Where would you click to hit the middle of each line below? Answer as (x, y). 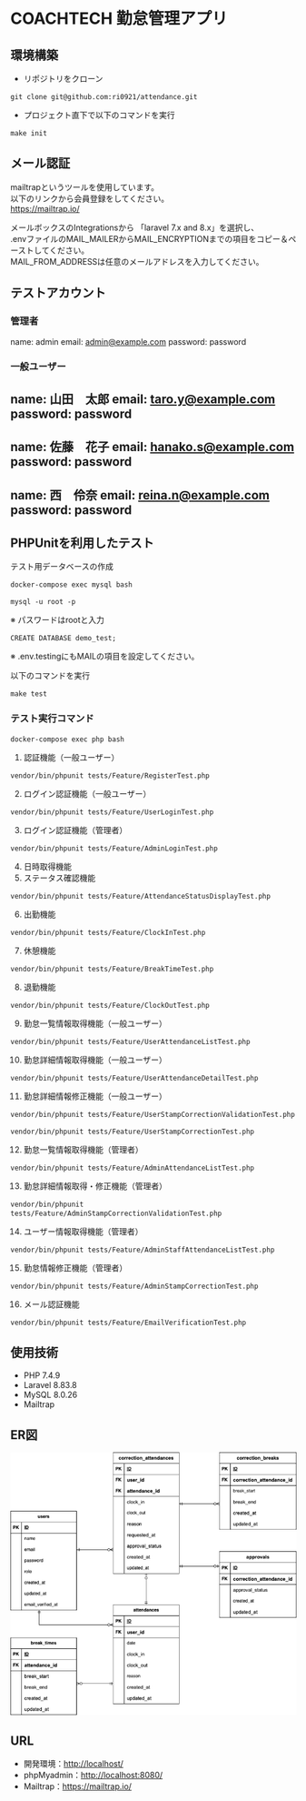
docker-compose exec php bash (68, 739)
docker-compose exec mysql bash (71, 585)
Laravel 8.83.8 (50, 1384)
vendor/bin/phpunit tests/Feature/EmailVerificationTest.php (128, 1323)
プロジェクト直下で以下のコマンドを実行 (99, 115)
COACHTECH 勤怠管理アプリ (119, 19)
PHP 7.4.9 (42, 1375)
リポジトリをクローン (63, 79)
